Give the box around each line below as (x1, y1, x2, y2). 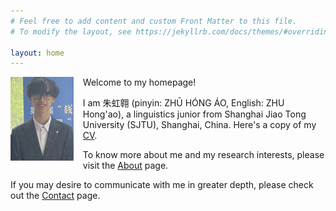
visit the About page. (82, 160, 169, 172)
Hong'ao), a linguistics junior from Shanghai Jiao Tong (82, 108, 307, 120)
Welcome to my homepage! (82, 76, 197, 89)
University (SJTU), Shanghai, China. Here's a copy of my (82, 119, 317, 131)
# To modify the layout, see (10, 26, 132, 37)
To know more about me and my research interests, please (82, 149, 325, 161)
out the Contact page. (10, 190, 101, 202)
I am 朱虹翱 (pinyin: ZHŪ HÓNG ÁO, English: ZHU (82, 97, 285, 109)
